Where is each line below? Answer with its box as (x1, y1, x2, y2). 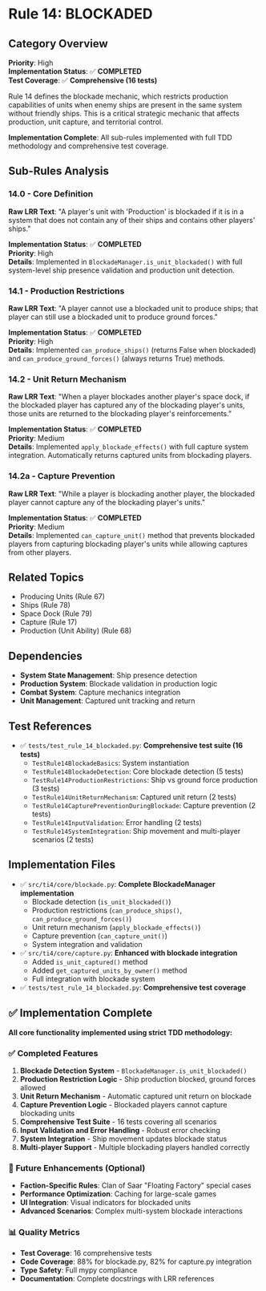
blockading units (19, 1108, 75, 1118)
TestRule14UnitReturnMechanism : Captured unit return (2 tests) (31, 792, 237, 802)
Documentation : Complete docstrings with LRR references (19, 1273, 215, 1283)
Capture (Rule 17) (19, 617, 78, 627)
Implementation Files (8, 858, 116, 872)
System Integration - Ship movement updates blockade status (19, 1134, 228, 1143)
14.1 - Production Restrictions (8, 285, 125, 297)
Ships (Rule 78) (19, 601, 71, 610)
